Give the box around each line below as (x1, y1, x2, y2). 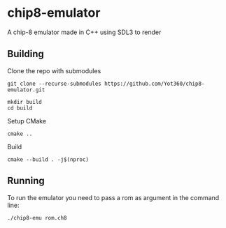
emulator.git (7, 86, 45, 93)
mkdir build (7, 98, 42, 105)
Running (7, 175, 45, 187)
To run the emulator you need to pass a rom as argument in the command (7, 193, 220, 202)
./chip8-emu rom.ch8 (7, 214, 68, 221)
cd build (7, 105, 33, 112)
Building (7, 48, 44, 60)
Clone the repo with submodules (7, 66, 101, 75)
